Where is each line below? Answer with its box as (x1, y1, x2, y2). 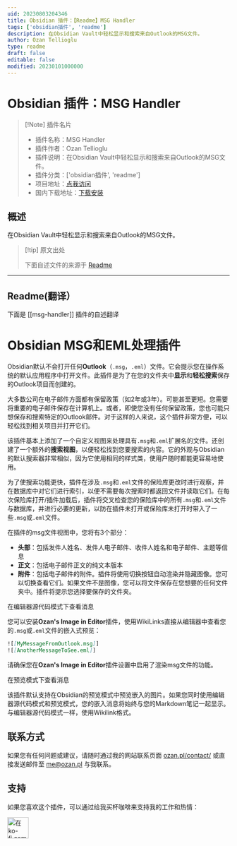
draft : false (7, 50, 46, 57)
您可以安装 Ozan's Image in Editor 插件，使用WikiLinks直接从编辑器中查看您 (7, 617, 226, 626)
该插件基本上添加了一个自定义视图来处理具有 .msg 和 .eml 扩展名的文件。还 (7, 436, 219, 445)
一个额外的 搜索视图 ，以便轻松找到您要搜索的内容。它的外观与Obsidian (19, 446, 225, 454)
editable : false (7, 56, 55, 64)
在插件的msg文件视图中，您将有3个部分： (7, 528, 129, 537)
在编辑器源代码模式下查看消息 (7, 602, 94, 611)
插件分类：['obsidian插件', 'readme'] (35, 170, 141, 179)
